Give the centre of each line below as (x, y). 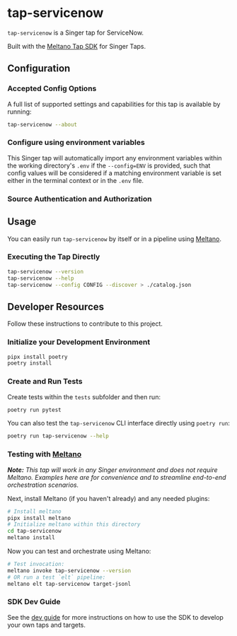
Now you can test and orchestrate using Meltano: (79, 551)
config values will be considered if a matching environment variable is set (114, 173)
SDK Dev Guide (34, 602)
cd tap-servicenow (34, 531)
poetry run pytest (34, 410)
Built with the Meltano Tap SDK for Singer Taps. (77, 46)
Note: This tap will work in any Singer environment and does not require (112, 470)
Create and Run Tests (45, 382)
